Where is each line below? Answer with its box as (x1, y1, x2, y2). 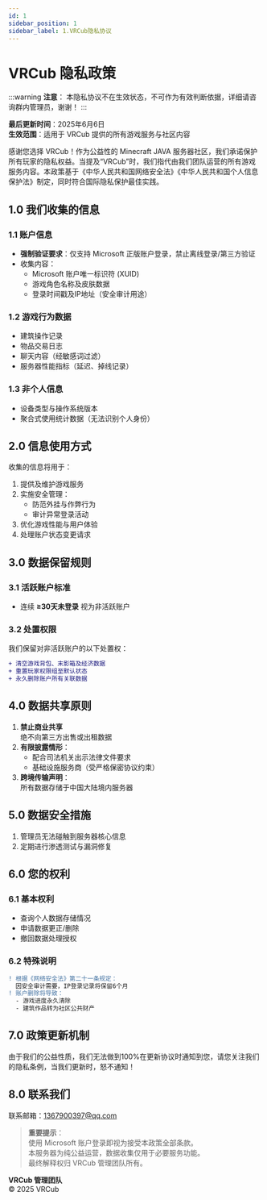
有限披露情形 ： (19, 742, 70, 752)
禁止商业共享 (19, 722, 63, 731)
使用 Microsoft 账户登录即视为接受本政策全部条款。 (27, 1138, 199, 1148)
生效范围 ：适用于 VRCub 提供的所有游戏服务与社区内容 (8, 130, 191, 140)
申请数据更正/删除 (19, 923, 80, 933)
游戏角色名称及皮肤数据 (31, 279, 110, 289)
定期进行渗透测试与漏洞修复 (19, 841, 113, 851)
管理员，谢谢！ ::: (29, 102, 88, 112)
